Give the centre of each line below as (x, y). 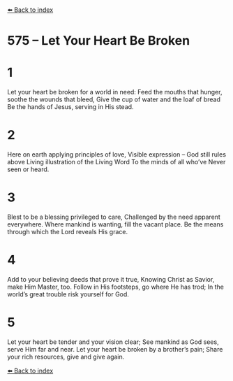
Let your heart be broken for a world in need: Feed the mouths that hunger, (115, 92)
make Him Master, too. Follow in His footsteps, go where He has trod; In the (116, 287)
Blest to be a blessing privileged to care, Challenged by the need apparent (114, 217)
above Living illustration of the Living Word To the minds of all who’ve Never (116, 162)
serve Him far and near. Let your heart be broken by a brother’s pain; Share (115, 349)
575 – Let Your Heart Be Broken (99, 41)
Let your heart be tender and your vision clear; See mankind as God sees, (113, 342)
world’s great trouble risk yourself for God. (68, 294)
